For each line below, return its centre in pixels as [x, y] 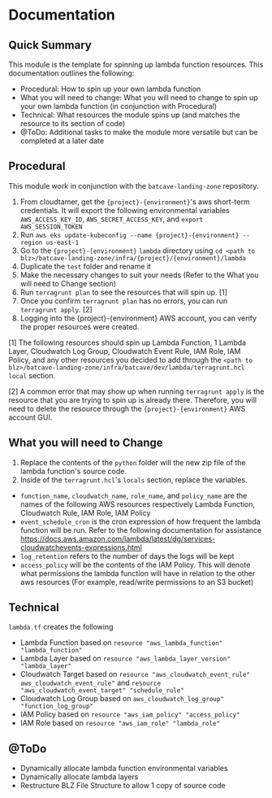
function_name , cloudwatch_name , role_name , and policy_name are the [134, 495]
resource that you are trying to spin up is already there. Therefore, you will [133, 399]
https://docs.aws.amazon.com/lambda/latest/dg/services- [118, 539]
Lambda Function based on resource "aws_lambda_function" [121, 643]
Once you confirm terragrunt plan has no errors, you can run [124, 301]
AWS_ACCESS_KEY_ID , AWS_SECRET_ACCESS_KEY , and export [112, 219]
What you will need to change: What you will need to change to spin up [139, 98]
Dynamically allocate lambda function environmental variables [124, 768]
